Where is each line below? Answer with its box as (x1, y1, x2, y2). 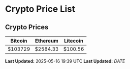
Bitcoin (10, 38, 28, 44)
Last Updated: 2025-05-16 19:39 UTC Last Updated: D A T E (5, 58, 126, 64)
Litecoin (64, 38, 84, 44)
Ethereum (35, 38, 59, 44)
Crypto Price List (5, 3, 75, 15)
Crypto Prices (5, 23, 49, 31)
